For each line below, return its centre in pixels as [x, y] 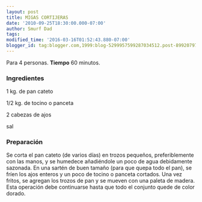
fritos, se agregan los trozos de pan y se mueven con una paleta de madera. [101, 181]
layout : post [23, 12]
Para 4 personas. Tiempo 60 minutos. [53, 62]
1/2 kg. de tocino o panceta [40, 103]
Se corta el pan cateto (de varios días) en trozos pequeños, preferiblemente [100, 155]
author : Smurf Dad [29, 29]
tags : [13, 34]
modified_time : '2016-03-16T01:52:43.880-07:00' [68, 40]
